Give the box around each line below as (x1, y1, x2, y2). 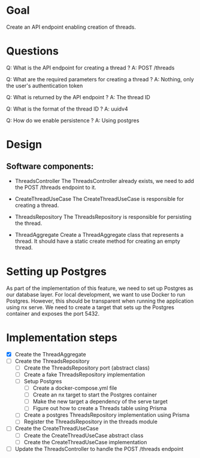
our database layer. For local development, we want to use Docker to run (6, 291, 186, 298)
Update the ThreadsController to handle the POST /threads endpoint (14, 445, 184, 452)
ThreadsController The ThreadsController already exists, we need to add (14, 177, 195, 184)
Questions (6, 44, 59, 58)
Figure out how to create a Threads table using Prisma (32, 405, 167, 412)
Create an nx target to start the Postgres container (32, 391, 157, 398)
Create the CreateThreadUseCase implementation (23, 438, 147, 445)
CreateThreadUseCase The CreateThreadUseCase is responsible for (14, 195, 184, 202)
